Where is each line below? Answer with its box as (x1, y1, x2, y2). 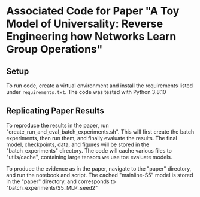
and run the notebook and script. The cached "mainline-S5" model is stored (6, 171, 193, 178)
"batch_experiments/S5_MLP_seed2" (6, 184, 98, 191)
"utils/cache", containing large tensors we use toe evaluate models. (6, 153, 172, 160)
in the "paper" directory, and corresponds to (6, 178, 116, 185)
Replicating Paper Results (6, 106, 105, 116)
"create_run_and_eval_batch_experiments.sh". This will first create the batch (6, 128, 195, 135)
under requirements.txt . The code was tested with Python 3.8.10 (6, 89, 166, 95)
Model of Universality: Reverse (6, 17, 163, 31)
